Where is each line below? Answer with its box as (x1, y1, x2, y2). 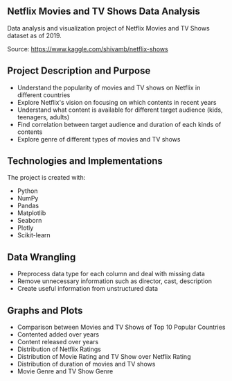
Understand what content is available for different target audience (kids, (17, 105, 223, 114)
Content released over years (17, 338, 99, 346)
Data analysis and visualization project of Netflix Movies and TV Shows (7, 24, 210, 32)
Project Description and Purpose (7, 65, 151, 77)
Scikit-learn (17, 231, 51, 239)
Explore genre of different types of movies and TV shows (17, 135, 181, 143)
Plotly (17, 223, 34, 232)
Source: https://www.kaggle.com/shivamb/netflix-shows (7, 44, 168, 53)
